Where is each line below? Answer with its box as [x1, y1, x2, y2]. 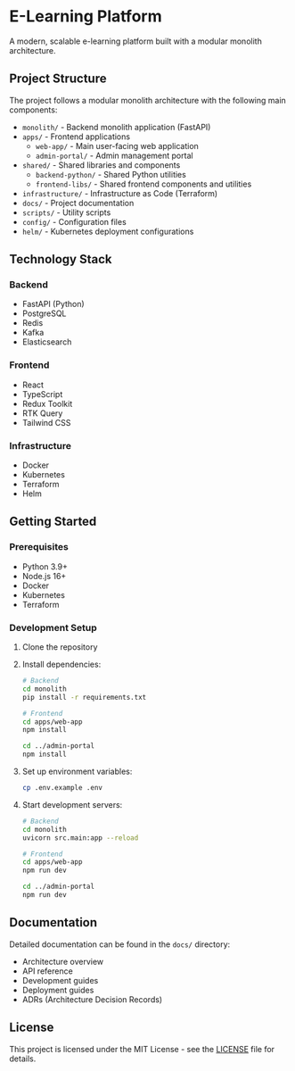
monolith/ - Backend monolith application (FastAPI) [21, 121, 211, 132]
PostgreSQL [21, 308, 67, 319]
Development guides [21, 975, 99, 985]
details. [9, 1053, 37, 1064]
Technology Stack [9, 252, 112, 267]
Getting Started [9, 514, 97, 529]
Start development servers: [21, 799, 123, 809]
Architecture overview [21, 956, 104, 967]
